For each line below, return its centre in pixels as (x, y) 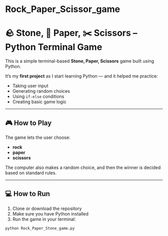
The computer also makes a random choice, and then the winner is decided (83, 167)
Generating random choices (41, 91)
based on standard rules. (31, 173)
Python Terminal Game (54, 47)
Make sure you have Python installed (50, 213)
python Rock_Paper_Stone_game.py (40, 228)
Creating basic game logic (39, 102)
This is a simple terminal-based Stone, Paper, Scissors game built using (79, 61)
